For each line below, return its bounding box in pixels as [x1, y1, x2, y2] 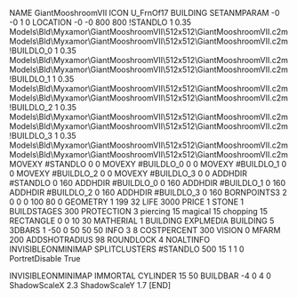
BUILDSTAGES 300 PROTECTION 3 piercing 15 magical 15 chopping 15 [9, 206, 269, 216]
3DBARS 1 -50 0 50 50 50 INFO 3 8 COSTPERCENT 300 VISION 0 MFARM [9, 225, 281, 235]
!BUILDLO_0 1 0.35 [9, 45, 77, 56]
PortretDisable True [9, 254, 81, 263]
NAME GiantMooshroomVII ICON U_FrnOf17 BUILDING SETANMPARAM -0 [9, 8, 280, 18]
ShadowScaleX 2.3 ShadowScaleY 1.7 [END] [9, 280, 172, 290]
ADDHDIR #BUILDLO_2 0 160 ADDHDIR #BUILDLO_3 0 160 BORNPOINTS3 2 [9, 187, 287, 197]
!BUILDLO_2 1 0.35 [9, 102, 77, 112]
